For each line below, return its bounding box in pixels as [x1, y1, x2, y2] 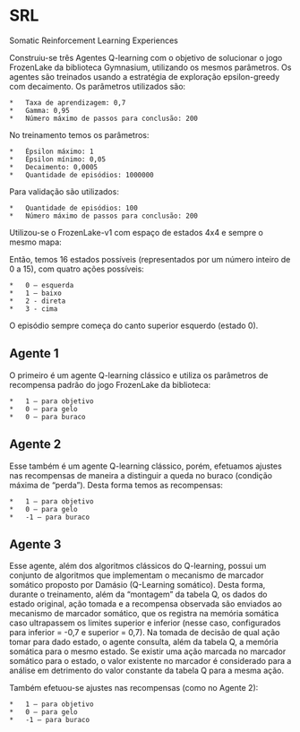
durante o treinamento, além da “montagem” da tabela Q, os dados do [9, 589, 268, 600]
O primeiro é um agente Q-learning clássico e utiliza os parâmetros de [9, 369, 269, 381]
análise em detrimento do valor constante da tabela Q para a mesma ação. [9, 665, 285, 676]
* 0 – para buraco [9, 412, 87, 421]
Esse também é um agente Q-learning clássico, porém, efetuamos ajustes [9, 461, 282, 471]
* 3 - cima [9, 304, 58, 314]
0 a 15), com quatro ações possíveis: [9, 263, 145, 274]
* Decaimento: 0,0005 [9, 162, 99, 171]
